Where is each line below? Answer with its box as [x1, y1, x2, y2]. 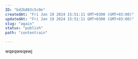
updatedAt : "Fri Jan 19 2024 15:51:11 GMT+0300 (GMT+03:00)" [5, 16, 135, 21]
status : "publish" [5, 26, 43, 31]
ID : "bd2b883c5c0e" [5, 7, 46, 12]
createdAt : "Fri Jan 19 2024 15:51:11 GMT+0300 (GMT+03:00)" [5, 12, 135, 17]
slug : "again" [5, 21, 35, 26]
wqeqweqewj [5, 48, 33, 54]
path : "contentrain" [5, 30, 48, 35]
